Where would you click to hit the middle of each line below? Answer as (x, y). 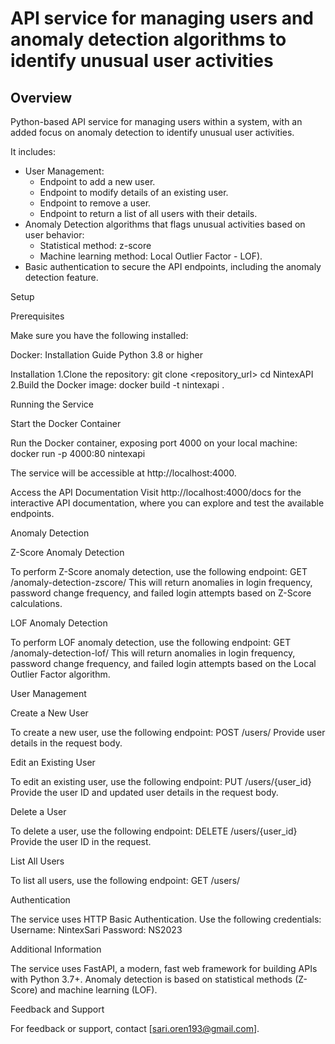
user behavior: (54, 235)
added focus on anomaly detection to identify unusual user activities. (152, 132)
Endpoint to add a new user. (97, 181)
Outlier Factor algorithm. (60, 674)
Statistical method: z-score (95, 245)
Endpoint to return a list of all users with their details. (148, 213)
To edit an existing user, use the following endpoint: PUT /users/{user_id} (161, 781)
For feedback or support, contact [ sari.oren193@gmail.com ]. (135, 1028)
